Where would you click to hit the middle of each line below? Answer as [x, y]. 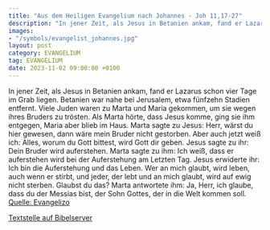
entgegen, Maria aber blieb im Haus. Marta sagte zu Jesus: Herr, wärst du [131, 125]
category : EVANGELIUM [45, 53]
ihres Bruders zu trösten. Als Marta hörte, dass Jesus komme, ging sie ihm [132, 117]
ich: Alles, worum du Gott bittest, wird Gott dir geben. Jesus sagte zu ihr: [129, 142]
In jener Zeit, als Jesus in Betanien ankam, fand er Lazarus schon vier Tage [133, 91]
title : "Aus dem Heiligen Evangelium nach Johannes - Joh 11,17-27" [125, 16]
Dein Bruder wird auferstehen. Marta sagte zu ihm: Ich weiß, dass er [121, 150]
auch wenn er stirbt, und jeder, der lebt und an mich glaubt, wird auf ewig [130, 176]
